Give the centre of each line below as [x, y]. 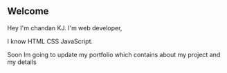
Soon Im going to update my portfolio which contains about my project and [114, 54]
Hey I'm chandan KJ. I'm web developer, [65, 28]
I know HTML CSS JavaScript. [50, 41]
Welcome [28, 11]
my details [22, 62]
